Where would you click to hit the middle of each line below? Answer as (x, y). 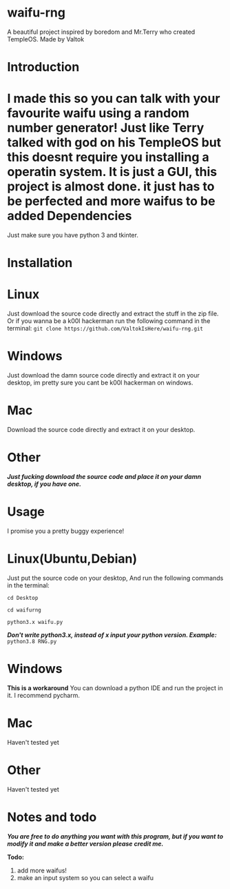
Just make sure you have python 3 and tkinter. (73, 235)
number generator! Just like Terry (106, 128)
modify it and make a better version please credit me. (85, 843)
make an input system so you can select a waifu (85, 877)
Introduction (43, 67)
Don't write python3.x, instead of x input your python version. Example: (112, 635)
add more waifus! (42, 870)
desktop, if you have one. (44, 484)
